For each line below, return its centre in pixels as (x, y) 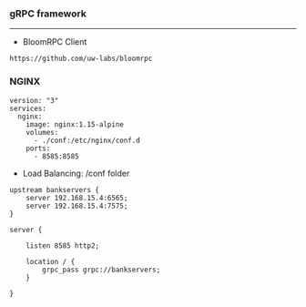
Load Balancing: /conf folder (76, 173)
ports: (38, 148)
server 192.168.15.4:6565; (77, 198)
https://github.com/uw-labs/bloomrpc (81, 59)
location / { (51, 261)
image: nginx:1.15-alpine (75, 124)
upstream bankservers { (55, 189)
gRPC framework (48, 14)
